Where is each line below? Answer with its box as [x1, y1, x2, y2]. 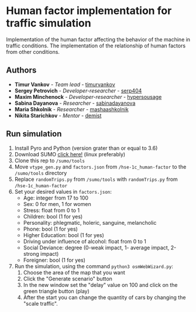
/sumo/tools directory [14, 169, 67, 176]
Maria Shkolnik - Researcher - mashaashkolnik [14, 105, 129, 112]
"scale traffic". [23, 300, 59, 307]
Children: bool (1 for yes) [23, 212, 83, 220]
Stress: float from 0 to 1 [23, 207, 80, 214]
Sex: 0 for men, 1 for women [23, 200, 92, 207]
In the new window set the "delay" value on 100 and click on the [23, 281, 178, 288]
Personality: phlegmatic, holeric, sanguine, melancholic [23, 219, 157, 226]
